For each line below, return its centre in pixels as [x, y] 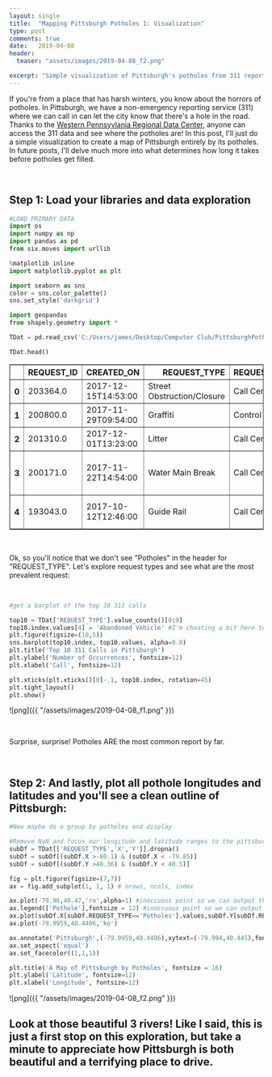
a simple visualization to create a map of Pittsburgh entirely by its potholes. [134, 142]
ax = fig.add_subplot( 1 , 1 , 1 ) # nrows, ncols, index [102, 886]
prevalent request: [40, 575]
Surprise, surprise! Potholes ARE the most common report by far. [117, 742]
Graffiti [161, 415]
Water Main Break [182, 472]
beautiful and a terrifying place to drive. [111, 1062]
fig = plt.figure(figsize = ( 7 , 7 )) [65, 879]
